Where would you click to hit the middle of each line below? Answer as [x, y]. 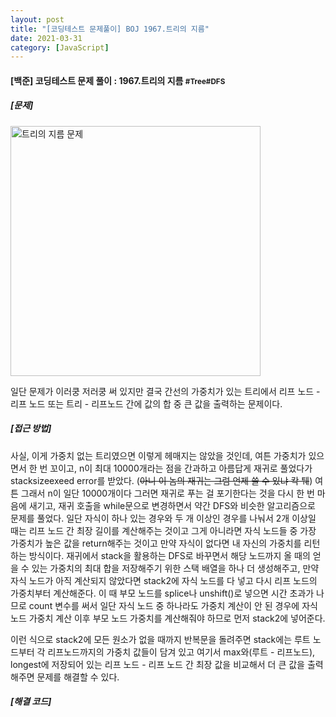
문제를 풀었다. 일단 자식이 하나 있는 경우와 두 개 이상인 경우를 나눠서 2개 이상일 [163, 518]
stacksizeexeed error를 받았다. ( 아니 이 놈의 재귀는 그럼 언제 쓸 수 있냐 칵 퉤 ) [161, 480]
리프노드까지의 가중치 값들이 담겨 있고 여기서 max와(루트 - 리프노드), [181, 652]
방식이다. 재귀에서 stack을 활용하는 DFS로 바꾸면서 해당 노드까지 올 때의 [169, 555]
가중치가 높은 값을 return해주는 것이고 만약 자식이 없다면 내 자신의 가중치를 [156, 543]
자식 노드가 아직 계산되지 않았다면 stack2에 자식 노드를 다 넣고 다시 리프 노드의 [164, 580]
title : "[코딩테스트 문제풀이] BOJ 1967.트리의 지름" [110, 29]
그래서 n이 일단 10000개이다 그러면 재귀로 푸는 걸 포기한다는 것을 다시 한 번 [167, 493]
